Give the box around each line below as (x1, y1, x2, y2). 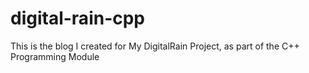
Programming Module (10, 50, 100, 62)
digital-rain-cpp (10, 7, 146, 30)
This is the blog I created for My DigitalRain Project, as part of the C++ (10, 40, 300, 52)
